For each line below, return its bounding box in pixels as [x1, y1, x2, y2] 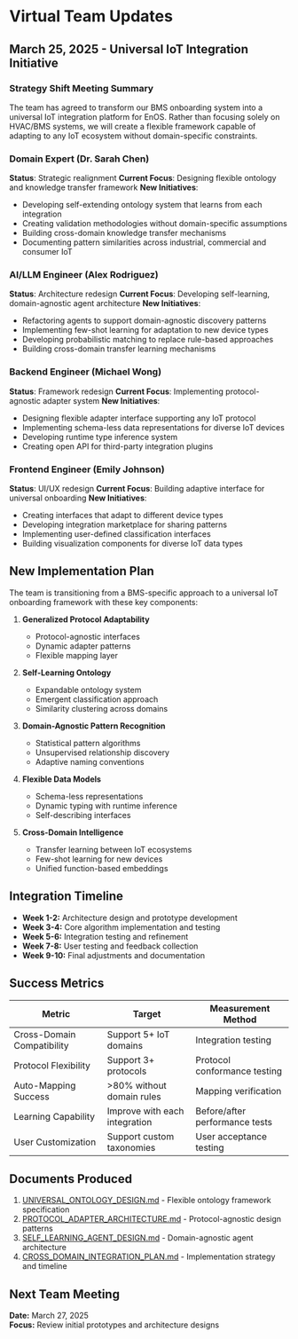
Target [132, 1007, 161, 1020]
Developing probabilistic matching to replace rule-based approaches [21, 335, 274, 345]
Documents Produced [9, 1171, 133, 1186]
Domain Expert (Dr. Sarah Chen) [9, 153, 150, 165]
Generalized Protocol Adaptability [21, 614, 150, 625]
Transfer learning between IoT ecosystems [35, 844, 192, 855]
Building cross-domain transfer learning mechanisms [21, 343, 216, 354]
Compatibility [13, 1039, 69, 1052]
